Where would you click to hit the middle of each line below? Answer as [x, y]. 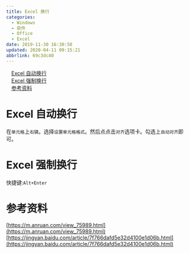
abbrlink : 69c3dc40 [30, 56]
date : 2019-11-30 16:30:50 [39, 45]
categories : [21, 17]
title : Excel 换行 [28, 12]
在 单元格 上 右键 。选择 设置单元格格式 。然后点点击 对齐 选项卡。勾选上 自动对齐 [92, 131]
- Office [22, 34]
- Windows [23, 22]
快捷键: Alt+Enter [27, 182]
